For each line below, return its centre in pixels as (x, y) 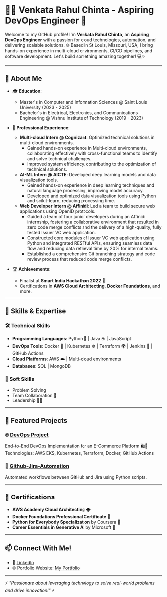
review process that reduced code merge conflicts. (80, 259)
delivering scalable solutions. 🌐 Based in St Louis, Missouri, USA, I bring (79, 45)
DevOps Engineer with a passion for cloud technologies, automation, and (80, 40)
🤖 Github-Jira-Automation (37, 466)
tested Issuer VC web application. (62, 232)
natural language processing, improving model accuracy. (85, 190)
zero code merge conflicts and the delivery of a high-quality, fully (94, 227)
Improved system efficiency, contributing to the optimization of (91, 164)
